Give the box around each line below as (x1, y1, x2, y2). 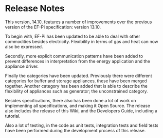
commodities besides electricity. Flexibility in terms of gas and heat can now (5, 38, 159, 44)
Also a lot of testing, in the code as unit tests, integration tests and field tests (5, 122, 159, 128)
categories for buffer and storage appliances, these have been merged (5, 78, 147, 84)
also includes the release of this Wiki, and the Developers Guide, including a (5, 107, 158, 114)
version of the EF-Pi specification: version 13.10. (5, 24, 101, 30)
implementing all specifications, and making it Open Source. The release (5, 103, 150, 108)
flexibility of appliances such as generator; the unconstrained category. (5, 88, 148, 94)
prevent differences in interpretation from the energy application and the (5, 58, 150, 64)
